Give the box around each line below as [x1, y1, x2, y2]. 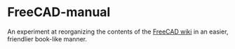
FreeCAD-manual [7, 4, 111, 20]
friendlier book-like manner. [7, 34, 88, 43]
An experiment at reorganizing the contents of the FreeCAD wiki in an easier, [7, 27, 229, 36]
